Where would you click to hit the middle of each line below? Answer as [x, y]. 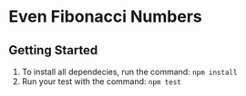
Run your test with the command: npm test [101, 82]
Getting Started [53, 50]
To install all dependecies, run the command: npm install [129, 72]
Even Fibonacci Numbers [105, 17]
